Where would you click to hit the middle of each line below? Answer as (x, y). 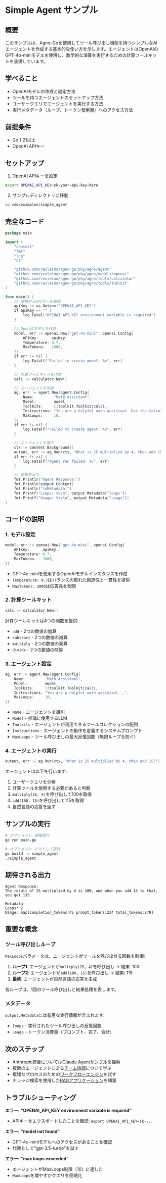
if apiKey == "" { (33, 311)
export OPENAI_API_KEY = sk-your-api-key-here (52, 185)
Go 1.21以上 (24, 140)
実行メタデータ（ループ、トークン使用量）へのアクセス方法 (73, 110)
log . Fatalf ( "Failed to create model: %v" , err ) (73, 361)
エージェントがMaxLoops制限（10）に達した (58, 1169)
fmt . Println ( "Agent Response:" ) (47, 480)
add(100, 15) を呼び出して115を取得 (48, 800)
